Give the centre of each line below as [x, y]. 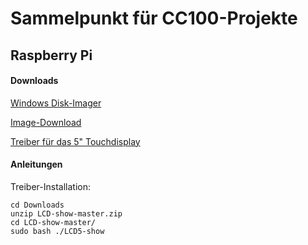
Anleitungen [36, 164]
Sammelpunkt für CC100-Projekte [154, 18]
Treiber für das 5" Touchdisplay [75, 141]
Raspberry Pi [51, 55]
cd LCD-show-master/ [53, 222]
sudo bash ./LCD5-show [57, 231]
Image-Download [46, 122]
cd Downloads [37, 205]
